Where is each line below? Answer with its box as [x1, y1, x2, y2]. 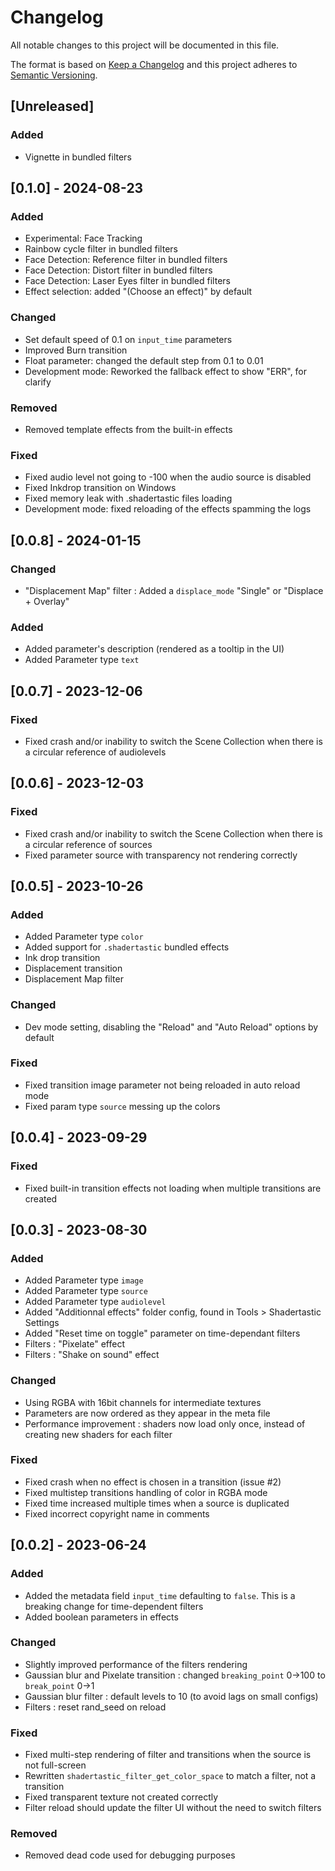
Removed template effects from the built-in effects [24, 423, 233, 435]
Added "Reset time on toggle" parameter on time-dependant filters [24, 1327, 301, 1340]
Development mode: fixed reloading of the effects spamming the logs [24, 503, 312, 515]
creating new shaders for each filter [24, 1428, 173, 1440]
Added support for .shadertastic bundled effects [24, 941, 230, 953]
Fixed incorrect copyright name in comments [24, 1507, 210, 1520]
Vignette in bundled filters [24, 151, 132, 163]
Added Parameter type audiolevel [24, 1296, 167, 1308]
